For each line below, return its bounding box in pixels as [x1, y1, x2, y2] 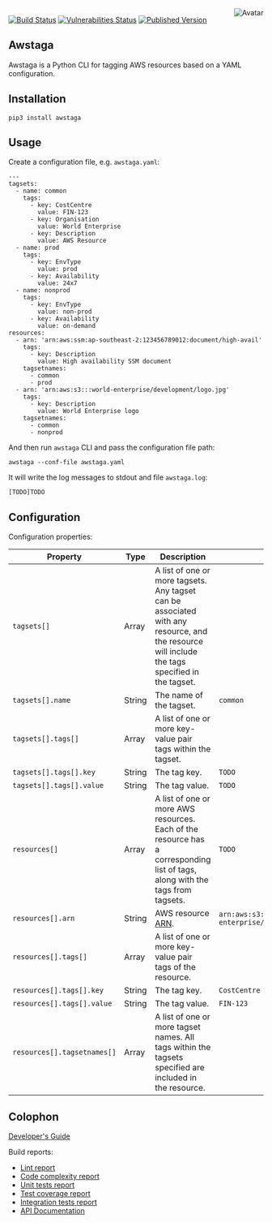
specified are [155, 1062, 205, 1074]
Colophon [8, 1109, 59, 1123]
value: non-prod [37, 308, 92, 316]
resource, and [155, 626, 208, 637]
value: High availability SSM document [37, 357, 172, 366]
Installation [8, 93, 66, 106]
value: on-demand [37, 322, 96, 330]
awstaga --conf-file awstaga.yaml [8, 459, 125, 467]
